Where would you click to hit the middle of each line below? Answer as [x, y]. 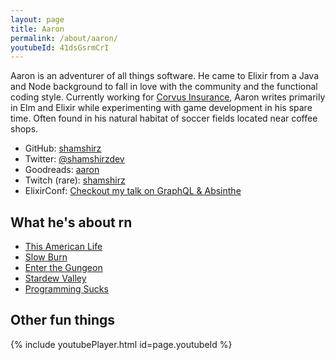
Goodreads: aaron [62, 170]
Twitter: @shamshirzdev [74, 159]
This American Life [63, 247]
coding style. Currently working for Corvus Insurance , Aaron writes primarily [168, 97]
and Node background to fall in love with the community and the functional [164, 87]
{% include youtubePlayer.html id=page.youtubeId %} [121, 344]
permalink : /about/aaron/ [64, 38]
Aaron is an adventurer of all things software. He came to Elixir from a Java [165, 76]
